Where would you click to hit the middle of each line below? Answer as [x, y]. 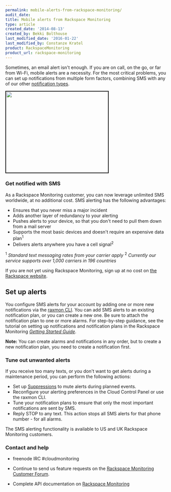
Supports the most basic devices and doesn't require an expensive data [88, 232]
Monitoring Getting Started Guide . [41, 331]
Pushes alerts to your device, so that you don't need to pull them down [87, 221]
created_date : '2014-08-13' [35, 29]
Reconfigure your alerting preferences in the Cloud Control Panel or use [88, 392]
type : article [20, 24]
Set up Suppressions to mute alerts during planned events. [74, 386]
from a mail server [32, 226]
